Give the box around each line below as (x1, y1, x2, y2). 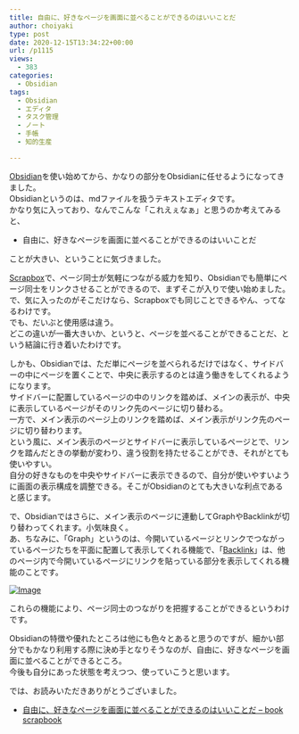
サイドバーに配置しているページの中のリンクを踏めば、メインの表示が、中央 (9, 392, 291, 402)
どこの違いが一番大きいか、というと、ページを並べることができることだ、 (9, 327, 282, 339)
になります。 (9, 380, 56, 391)
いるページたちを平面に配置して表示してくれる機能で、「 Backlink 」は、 (16, 544, 278, 555)
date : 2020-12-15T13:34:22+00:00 (9, 37, 134, 47)
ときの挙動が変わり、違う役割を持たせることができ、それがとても (47, 447, 290, 458)
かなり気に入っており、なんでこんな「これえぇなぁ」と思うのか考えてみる (9, 204, 281, 215)
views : (9, 54, 34, 63)
